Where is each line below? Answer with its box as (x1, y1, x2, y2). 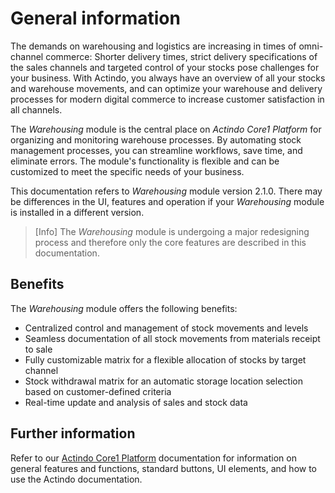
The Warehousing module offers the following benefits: (10, 302, 238, 314)
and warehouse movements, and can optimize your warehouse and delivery (10, 82, 323, 94)
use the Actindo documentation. (10, 473, 143, 485)
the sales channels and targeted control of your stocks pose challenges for (10, 61, 320, 73)
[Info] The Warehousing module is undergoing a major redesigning (34, 225, 310, 237)
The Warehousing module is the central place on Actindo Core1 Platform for (10, 123, 322, 135)
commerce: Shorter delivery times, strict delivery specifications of (45, 50, 318, 62)
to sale (24, 343, 53, 355)
